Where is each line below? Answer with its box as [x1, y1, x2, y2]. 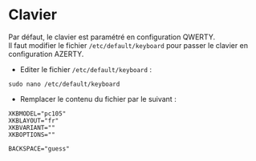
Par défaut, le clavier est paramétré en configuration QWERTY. [8, 32, 215, 42]
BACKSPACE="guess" [8, 144, 70, 153]
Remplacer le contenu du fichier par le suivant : [19, 94, 177, 103]
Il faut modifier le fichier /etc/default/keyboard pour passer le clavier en [8, 40, 249, 50]
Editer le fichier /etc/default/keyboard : [19, 64, 152, 74]
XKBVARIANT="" [8, 123, 56, 131]
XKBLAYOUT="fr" [8, 116, 59, 125]
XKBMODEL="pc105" [8, 110, 67, 118]
